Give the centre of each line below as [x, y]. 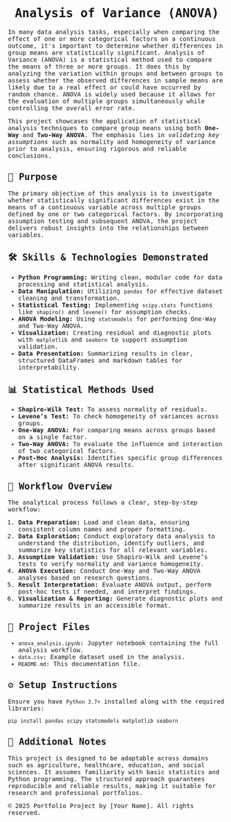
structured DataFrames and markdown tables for [100, 360]
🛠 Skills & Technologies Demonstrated [108, 258]
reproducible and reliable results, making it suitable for [112, 786]
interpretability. [49, 367]
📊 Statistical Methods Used [81, 390]
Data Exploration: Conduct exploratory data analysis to [116, 536]
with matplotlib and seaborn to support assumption [103, 339]
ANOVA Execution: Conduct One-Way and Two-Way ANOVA [109, 571]
